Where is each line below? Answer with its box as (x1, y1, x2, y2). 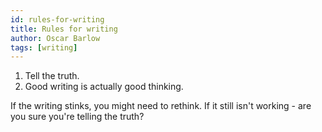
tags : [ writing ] (10, 42, 78, 53)
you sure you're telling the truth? (10, 111, 145, 123)
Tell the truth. (24, 70, 80, 82)
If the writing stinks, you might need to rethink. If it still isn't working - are (10, 100, 312, 112)
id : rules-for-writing (10, 14, 105, 25)
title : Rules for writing (10, 24, 118, 34)
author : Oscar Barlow (10, 33, 101, 43)
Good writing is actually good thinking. (24, 81, 184, 93)
